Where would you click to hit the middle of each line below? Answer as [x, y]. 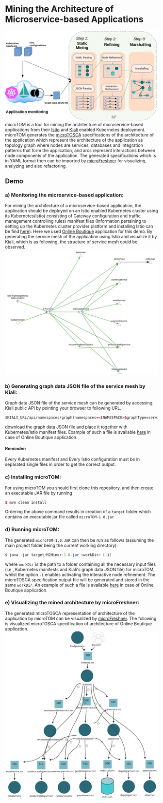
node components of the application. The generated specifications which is [81, 155]
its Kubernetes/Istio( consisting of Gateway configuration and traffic [73, 216]
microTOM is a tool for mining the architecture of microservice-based [74, 124]
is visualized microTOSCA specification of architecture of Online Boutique [79, 623]
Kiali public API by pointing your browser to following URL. [63, 408]
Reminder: [16, 448]
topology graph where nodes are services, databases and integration [74, 145]
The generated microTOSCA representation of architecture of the [70, 613]
